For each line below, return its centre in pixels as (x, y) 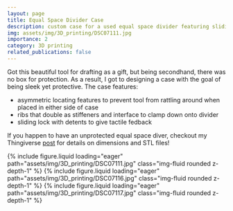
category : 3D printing (40, 46)
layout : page (26, 13)
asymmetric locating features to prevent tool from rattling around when (119, 100)
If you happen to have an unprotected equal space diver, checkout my (107, 135)
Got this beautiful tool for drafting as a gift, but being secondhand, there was (116, 72)
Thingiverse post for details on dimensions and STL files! (88, 143)
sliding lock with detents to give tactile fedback (85, 122)
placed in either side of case (58, 107)
